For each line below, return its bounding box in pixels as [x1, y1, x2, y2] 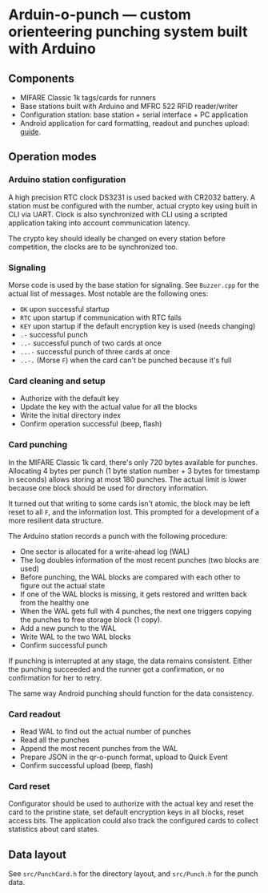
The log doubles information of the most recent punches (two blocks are [19, 555, 260, 564]
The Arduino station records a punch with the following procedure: [8, 531, 228, 540]
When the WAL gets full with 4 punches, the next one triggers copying [19, 606, 252, 616]
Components [8, 71, 74, 85]
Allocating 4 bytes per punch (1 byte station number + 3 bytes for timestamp [8, 466, 260, 475]
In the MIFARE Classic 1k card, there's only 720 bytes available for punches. [8, 457, 258, 467]
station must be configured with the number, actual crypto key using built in [8, 200, 258, 210]
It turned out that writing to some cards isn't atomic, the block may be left [8, 499, 250, 508]
